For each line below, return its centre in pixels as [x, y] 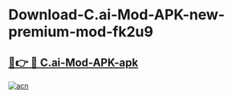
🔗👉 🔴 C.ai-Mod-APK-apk [73, 62]
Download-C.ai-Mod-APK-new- [117, 15]
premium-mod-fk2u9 [81, 32]
